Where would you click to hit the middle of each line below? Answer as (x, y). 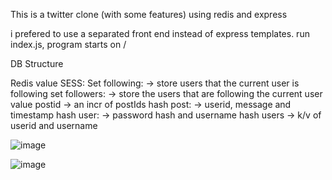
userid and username (54, 125)
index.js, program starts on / (68, 44)
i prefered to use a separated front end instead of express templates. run (160, 33)
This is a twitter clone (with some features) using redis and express (149, 14)
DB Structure (37, 63)
